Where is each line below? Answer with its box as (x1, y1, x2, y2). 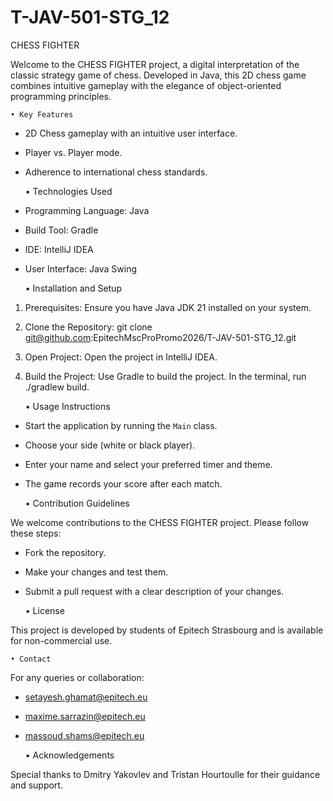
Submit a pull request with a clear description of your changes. (24, 585, 285, 597)
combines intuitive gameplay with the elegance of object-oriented (10, 79, 282, 91)
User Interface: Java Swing (24, 262, 137, 275)
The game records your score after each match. (24, 477, 223, 490)
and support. (10, 779, 63, 791)
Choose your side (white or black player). (24, 439, 196, 451)
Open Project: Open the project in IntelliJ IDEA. (24, 351, 218, 363)
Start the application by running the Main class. (24, 419, 218, 431)
